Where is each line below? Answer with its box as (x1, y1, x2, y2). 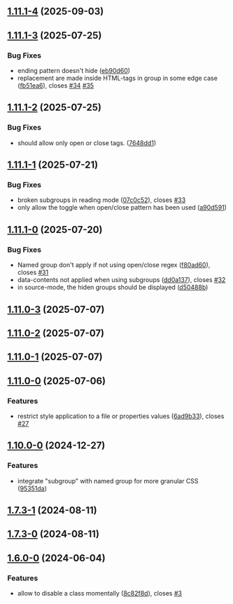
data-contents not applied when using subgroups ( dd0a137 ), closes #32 (17, 276, 226, 284)
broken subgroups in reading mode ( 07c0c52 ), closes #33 (17, 196, 186, 204)
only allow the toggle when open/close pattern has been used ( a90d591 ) (17, 203, 227, 212)
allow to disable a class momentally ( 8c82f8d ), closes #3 (17, 589, 182, 598)
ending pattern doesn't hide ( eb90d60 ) (17, 67, 131, 75)
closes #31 (17, 268, 49, 276)
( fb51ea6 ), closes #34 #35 (17, 81, 94, 90)
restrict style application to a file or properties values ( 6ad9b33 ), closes (17, 412, 225, 420)
